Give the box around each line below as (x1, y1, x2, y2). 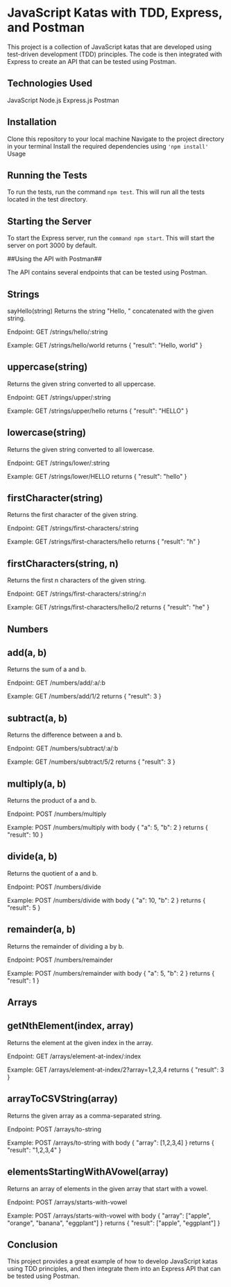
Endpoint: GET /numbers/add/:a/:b (7, 679, 106, 687)
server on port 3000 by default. (7, 241, 97, 249)
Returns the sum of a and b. (7, 665, 87, 673)
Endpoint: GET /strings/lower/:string (7, 459, 110, 467)
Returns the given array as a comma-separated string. (7, 1111, 162, 1120)
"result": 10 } (7, 830, 44, 839)
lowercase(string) (7, 427, 87, 438)
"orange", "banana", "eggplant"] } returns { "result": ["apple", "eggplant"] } (7, 1218, 221, 1227)
